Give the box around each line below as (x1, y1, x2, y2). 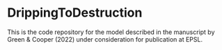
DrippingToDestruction (7, 5, 143, 21)
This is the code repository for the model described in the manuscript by (7, 28, 215, 36)
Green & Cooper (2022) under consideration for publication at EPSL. (7, 35, 203, 43)
